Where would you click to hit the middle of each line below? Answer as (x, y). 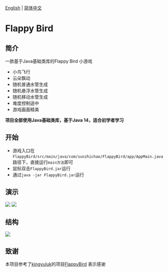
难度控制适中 (26, 103)
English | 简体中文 (24, 8)
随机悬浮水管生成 (30, 91)
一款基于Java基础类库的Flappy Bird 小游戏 (49, 61)
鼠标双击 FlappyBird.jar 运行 (42, 168)
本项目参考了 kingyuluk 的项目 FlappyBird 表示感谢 (55, 264)
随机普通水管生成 (30, 84)
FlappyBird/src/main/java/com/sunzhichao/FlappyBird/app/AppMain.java (88, 157)
